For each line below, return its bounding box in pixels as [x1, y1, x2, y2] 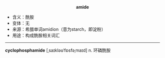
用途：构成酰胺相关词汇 [12, 33, 60, 38]
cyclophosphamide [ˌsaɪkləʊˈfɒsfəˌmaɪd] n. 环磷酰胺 [5, 47, 111, 53]
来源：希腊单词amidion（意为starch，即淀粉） [12, 26, 106, 32]
